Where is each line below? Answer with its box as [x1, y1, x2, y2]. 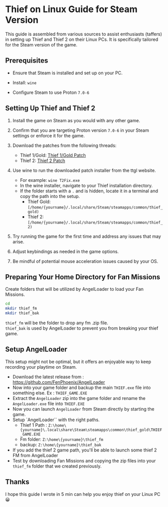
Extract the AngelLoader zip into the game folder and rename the [12, 395, 146, 401]
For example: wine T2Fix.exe [20, 177, 80, 183]
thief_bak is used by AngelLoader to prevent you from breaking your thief [5, 325, 158, 331]
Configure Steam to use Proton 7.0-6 [12, 89, 90, 95]
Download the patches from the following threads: [12, 142, 117, 148]
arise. [12, 238, 25, 244]
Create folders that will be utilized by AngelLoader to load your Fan [5, 286, 144, 292]
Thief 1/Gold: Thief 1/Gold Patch [20, 152, 87, 158]
